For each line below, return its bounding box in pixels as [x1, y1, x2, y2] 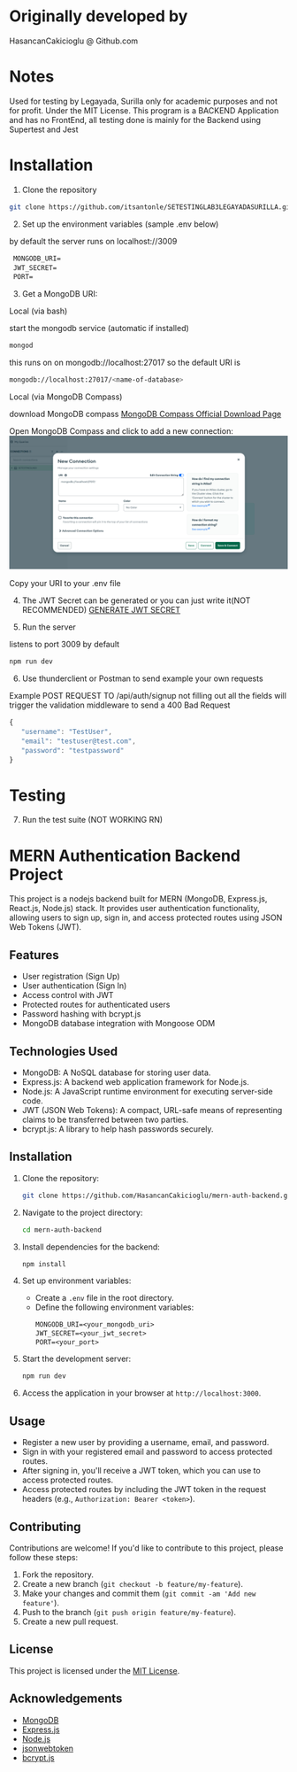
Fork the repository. [21, 1569, 95, 1580]
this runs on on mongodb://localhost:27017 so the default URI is [9, 357, 241, 368]
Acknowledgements [9, 1691, 123, 1706]
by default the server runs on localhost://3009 [9, 236, 178, 246]
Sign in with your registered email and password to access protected [21, 1446, 273, 1458]
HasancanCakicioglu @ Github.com [9, 35, 139, 46]
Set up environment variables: [21, 1275, 132, 1286]
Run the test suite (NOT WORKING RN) [21, 815, 164, 825]
